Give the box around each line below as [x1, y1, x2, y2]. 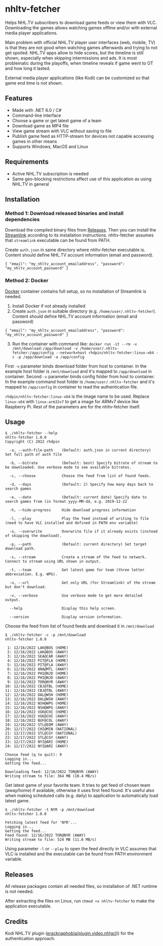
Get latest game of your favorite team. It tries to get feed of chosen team [5, 782, 151, 788]
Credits [5, 917, 28, 925]
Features [5, 94, 33, 103]
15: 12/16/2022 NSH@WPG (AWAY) [5, 705, 69, 710]
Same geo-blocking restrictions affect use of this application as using [12, 176, 152, 182]
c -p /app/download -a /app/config [12, 354, 85, 360]
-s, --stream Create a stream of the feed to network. [9, 555, 147, 560]
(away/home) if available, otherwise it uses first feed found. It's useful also [5, 788, 155, 794]
